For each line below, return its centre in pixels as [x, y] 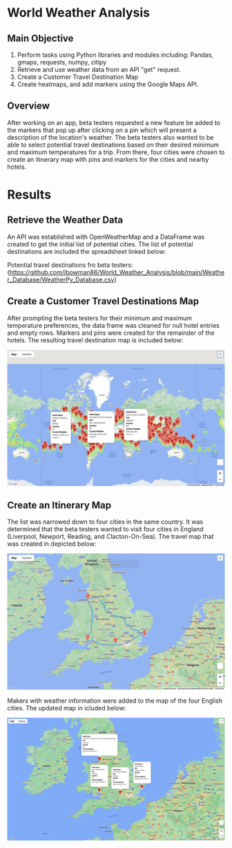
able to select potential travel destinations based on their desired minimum [113, 145]
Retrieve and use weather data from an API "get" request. [99, 70]
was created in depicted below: [52, 544]
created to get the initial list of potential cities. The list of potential [100, 244]
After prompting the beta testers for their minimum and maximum [99, 318]
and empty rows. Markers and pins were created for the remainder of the [111, 333]
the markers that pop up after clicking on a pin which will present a [102, 130]
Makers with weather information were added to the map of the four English [115, 701]
